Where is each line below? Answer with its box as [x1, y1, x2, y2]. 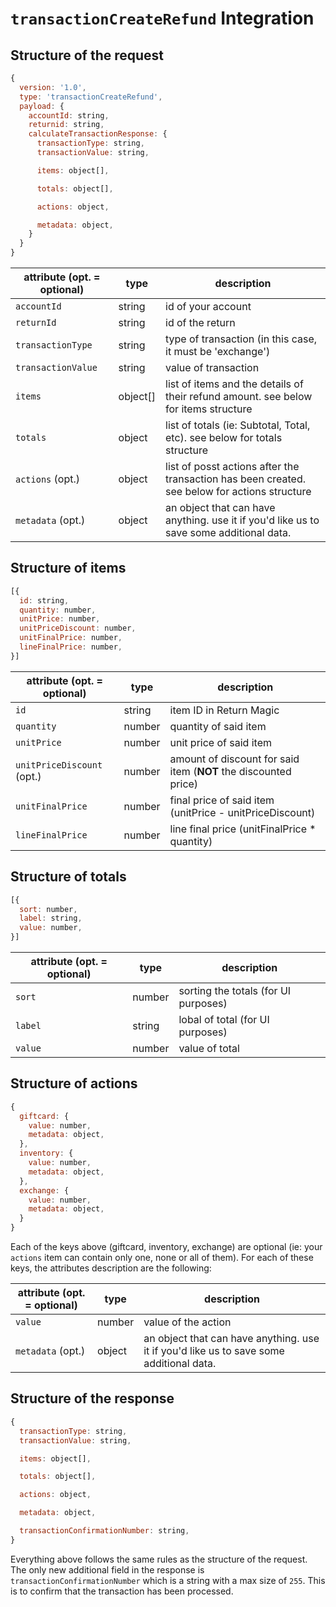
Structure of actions [10, 1075, 138, 1092]
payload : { [19, 101, 65, 111]
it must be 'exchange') [165, 345, 271, 358]
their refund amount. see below [165, 390, 313, 403]
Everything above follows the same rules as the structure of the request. [10, 1553, 308, 1565]
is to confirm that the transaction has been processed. [10, 1585, 234, 1597]
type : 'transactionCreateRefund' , [19, 92, 163, 102]
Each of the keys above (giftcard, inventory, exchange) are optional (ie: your [10, 1241, 323, 1253]
